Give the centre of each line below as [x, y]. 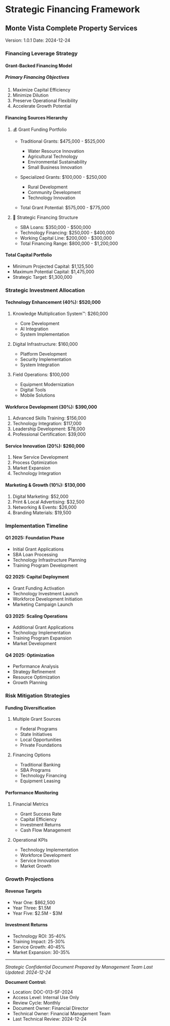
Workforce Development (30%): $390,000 [51, 407]
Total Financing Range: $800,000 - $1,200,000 [69, 243]
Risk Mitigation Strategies [38, 696]
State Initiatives [36, 734]
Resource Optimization [36, 677]
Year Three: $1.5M [32, 908]
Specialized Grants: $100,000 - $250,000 [63, 177]
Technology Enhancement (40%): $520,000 [53, 302]
